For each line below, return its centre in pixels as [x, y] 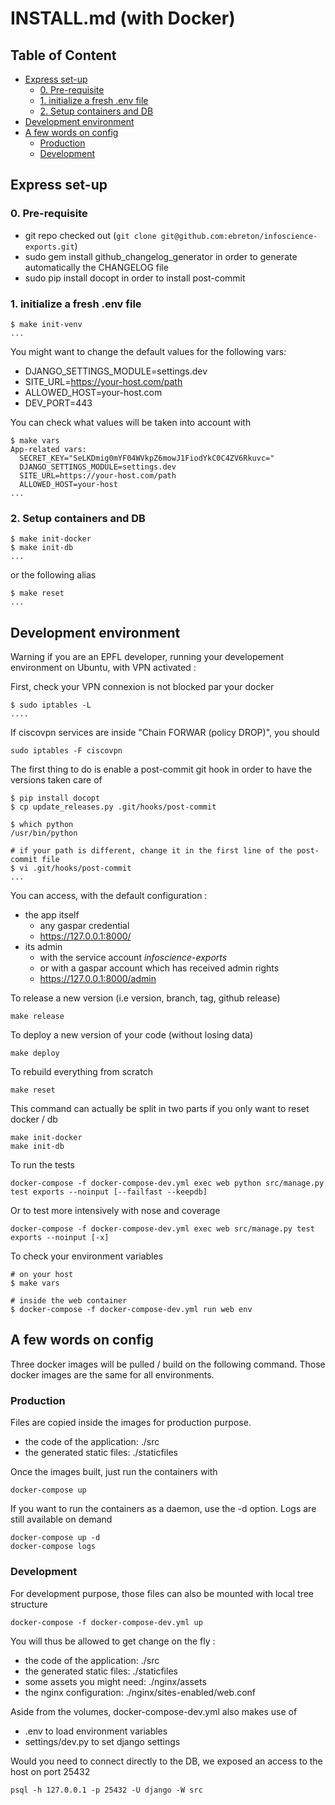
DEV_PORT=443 [58, 403]
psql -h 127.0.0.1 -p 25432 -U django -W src [106, 1790]
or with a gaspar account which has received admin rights [159, 968]
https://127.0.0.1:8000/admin [98, 979]
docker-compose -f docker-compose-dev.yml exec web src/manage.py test [162, 1229]
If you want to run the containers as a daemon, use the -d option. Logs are [163, 1509]
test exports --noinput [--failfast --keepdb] [109, 1192]
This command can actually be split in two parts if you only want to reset [160, 1109]
